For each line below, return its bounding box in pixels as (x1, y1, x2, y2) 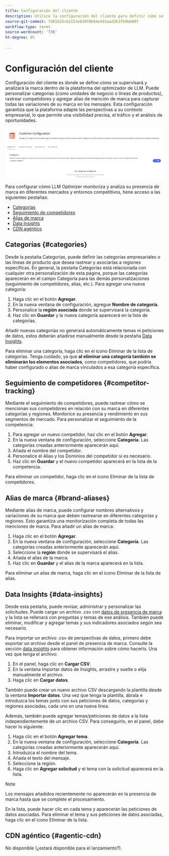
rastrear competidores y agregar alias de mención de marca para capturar (5, 95, 159, 101)
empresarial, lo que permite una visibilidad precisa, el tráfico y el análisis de (5, 112, 163, 118)
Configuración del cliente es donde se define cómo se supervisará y (5, 79, 147, 86)
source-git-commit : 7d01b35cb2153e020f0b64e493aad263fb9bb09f (5, 19, 139, 24)
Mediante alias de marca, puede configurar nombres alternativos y (5, 507, 144, 513)
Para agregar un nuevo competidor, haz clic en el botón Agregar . (12, 432, 148, 438)
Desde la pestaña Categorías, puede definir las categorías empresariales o (5, 254, 160, 260)
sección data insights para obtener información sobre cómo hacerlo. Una (5, 646, 157, 652)
